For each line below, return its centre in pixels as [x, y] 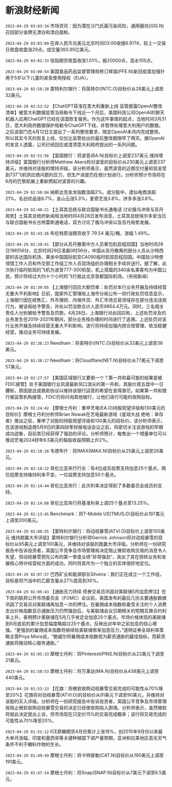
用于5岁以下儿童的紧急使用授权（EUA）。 [48, 78]
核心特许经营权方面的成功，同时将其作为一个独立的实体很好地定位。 [81, 563]
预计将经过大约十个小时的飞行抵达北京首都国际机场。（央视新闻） [82, 276]
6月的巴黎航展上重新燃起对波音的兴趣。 [47, 181]
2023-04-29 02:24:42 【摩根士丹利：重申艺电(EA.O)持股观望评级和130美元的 [85, 408]
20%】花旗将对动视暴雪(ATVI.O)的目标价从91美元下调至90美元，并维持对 [87, 695]
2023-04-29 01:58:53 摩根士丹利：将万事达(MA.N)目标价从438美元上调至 [82, 671]
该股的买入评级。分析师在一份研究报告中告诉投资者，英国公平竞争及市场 [81, 701]
